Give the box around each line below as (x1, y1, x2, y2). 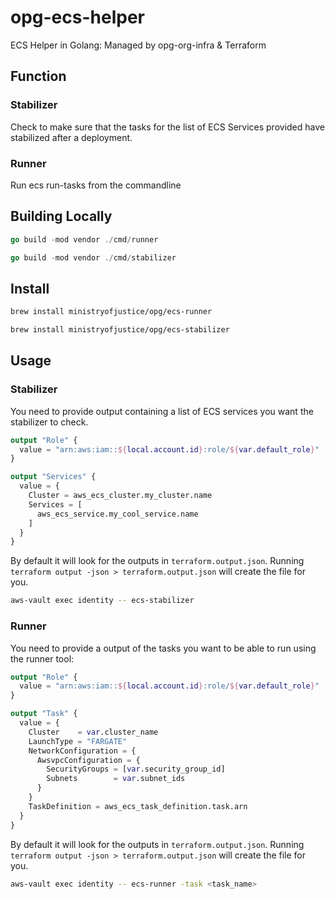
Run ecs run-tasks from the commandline (10, 179, 182, 191)
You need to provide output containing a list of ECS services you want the (10, 405, 314, 417)
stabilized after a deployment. (10, 131, 133, 143)
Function (10, 68, 67, 85)
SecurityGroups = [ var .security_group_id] (46, 764, 226, 775)
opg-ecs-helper (10, 6, 145, 29)
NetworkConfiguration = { (28, 746, 137, 756)
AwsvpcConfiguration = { (36, 755, 141, 765)
